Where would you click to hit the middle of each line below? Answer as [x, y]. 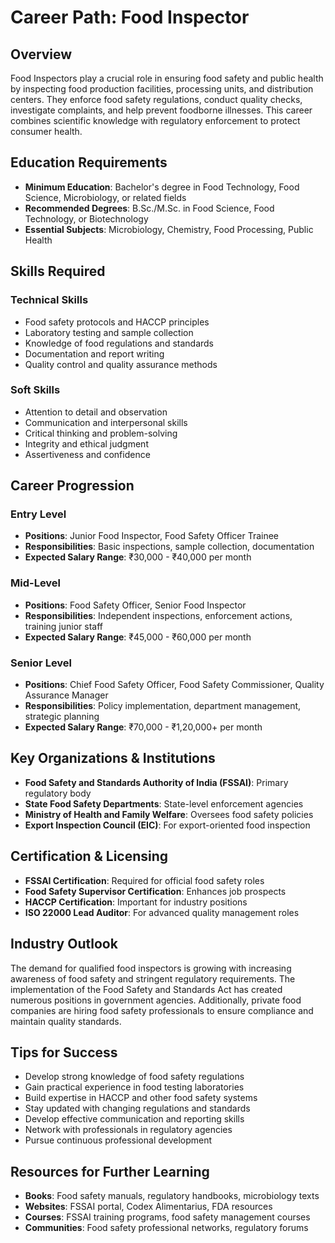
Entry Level [38, 514]
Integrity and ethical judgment [86, 443]
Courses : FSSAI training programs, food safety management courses [167, 1217]
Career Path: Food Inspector [130, 17]
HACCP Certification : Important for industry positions [136, 902]
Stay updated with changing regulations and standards [137, 1108]
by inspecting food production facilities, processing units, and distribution [162, 89]
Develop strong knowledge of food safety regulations [134, 1077]
